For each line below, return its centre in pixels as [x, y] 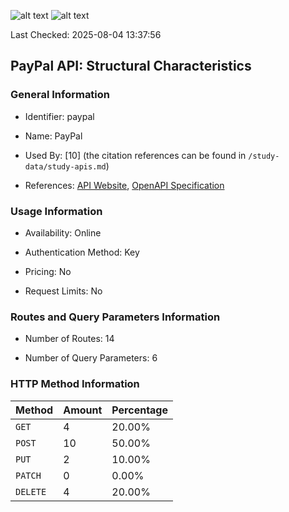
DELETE [31, 491]
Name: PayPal [53, 136]
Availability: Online [63, 232]
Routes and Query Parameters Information [115, 317]
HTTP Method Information [75, 384]
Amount [83, 410]
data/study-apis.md [65, 166]
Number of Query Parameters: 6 [91, 358]
